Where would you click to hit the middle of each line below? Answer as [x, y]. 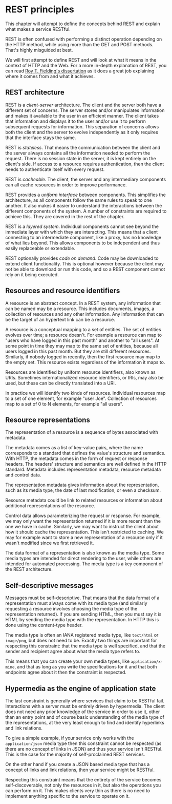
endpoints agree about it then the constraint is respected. [66, 672]
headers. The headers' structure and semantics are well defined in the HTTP [86, 464]
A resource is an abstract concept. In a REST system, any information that [83, 303]
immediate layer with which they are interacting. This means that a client [82, 232]
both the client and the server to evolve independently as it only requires [82, 132]
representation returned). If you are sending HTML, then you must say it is [83, 614]
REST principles [40, 9]
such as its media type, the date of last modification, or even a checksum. [83, 490]
